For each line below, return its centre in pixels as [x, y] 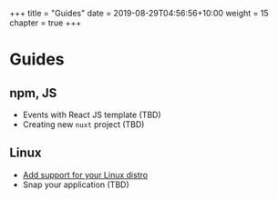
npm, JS [33, 93]
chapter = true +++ [46, 23]
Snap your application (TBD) [76, 184]
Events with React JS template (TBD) [92, 114]
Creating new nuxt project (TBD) [83, 124]
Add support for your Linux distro [85, 174]
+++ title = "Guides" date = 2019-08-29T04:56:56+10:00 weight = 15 [139, 13]
